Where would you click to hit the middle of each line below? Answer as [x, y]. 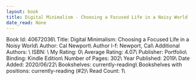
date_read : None [26, 23]
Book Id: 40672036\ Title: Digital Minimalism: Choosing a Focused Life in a [98, 40]
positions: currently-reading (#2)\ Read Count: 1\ [66, 71]
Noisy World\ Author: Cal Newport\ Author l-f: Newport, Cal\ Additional [93, 46]
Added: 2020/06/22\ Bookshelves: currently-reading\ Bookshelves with [94, 65]
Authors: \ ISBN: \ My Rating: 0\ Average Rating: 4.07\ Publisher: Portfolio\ [97, 52]
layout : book [22, 12]
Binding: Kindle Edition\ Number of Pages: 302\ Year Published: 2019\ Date [98, 58]
